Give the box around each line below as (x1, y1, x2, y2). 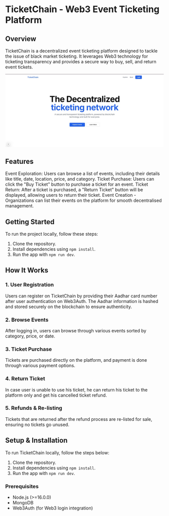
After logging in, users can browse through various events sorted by (5, 327, 147, 333)
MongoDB (12, 499, 34, 505)
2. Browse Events (5, 316, 49, 323)
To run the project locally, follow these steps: (5, 231, 98, 237)
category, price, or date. (5, 333, 55, 339)
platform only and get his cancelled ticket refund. (5, 392, 107, 398)
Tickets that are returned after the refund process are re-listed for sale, (5, 416, 152, 422)
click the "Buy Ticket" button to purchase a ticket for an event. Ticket (5, 181, 148, 188)
